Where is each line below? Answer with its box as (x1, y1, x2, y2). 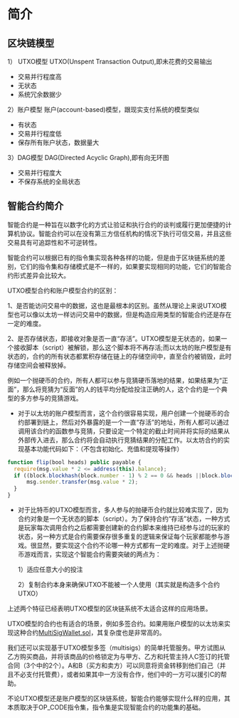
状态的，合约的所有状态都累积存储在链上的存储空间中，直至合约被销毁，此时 (7, 352, 232, 360)
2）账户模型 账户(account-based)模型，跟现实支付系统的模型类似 (7, 105, 199, 114)
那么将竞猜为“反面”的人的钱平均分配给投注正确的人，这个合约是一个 (22, 385, 222, 394)
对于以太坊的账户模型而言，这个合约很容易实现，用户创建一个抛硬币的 (17, 408, 224, 417)
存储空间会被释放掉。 (7, 361, 70, 369)
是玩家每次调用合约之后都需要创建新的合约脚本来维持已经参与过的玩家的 (17, 524, 230, 532)
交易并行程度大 (17, 169, 62, 176)
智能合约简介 (7, 200, 64, 212)
